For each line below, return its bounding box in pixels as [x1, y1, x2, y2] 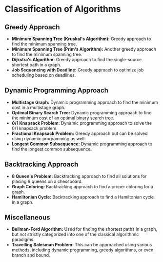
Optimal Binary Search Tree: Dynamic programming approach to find [11, 109, 152, 115]
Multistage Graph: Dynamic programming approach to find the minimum [11, 99, 158, 105]
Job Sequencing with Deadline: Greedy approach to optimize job [11, 67, 144, 73]
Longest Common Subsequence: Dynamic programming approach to [11, 141, 152, 147]
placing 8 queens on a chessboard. [11, 178, 83, 184]
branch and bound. [11, 252, 50, 258]
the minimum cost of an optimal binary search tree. [11, 115, 115, 121]
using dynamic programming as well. [11, 135, 86, 141]
